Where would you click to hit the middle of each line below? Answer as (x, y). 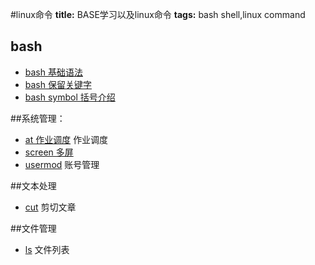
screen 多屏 (49, 152)
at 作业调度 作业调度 (66, 139)
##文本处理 (33, 185)
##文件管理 (33, 228)
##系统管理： (38, 118)
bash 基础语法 (53, 72)
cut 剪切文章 (50, 207)
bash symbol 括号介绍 (70, 97)
